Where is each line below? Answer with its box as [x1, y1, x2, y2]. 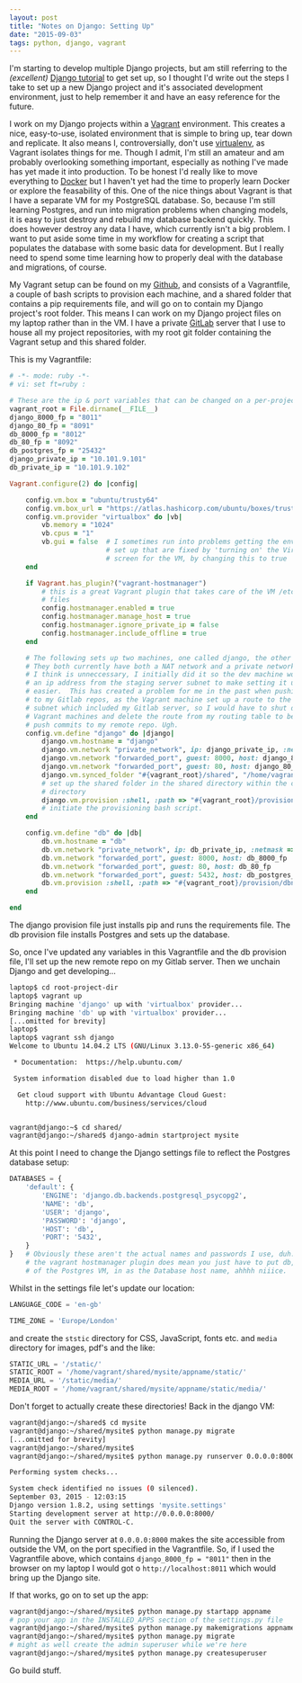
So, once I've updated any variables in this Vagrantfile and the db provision [9, 946, 288, 957]
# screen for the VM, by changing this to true [105, 554, 288, 563]
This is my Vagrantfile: [9, 354, 92, 365]
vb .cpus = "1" [41, 529, 94, 538]
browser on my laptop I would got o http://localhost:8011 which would [9, 1562, 277, 1573]
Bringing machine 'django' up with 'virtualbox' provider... [9, 999, 244, 1008]
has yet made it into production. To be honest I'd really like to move [9, 166, 258, 177]
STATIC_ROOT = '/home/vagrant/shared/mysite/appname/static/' [9, 1368, 247, 1377]
